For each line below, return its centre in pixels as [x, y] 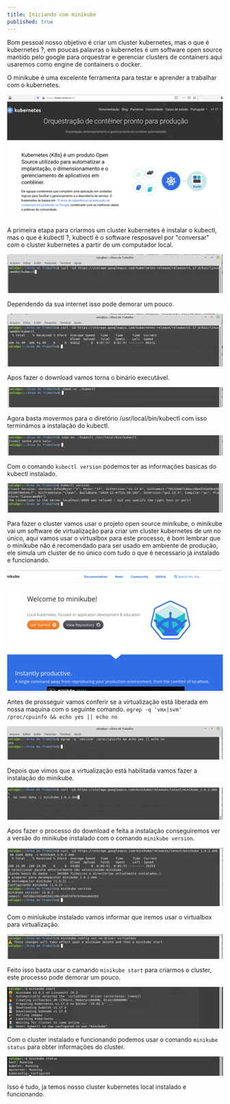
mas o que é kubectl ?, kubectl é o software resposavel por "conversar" [108, 237]
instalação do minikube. [41, 778]
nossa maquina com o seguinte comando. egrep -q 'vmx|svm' [94, 709]
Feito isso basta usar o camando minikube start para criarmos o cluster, [110, 970]
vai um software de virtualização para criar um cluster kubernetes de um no [114, 531]
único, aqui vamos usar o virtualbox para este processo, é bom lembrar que [114, 538]
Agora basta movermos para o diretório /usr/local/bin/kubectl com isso [107, 418]
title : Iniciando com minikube [52, 14]
